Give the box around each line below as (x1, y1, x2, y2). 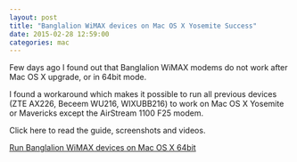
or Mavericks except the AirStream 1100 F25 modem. (9, 108, 203, 118)
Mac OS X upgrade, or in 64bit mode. (9, 72, 147, 83)
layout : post (9, 12, 58, 22)
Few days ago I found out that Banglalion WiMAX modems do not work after (9, 62, 288, 73)
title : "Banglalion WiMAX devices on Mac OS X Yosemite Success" (9, 21, 257, 30)
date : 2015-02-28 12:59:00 (9, 29, 110, 38)
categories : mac (9, 37, 70, 47)
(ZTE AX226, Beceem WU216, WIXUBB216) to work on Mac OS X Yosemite (9, 99, 285, 109)
